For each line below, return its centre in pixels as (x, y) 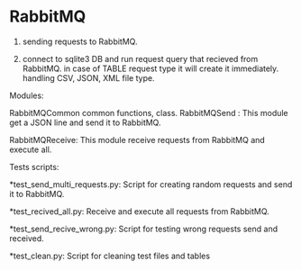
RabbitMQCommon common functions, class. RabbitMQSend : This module (149, 112)
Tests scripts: (34, 166)
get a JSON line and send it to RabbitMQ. (85, 122)
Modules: (27, 95)
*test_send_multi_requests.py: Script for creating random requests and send (151, 184)
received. (27, 238)
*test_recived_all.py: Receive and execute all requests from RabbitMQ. (140, 211)
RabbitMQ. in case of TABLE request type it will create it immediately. (150, 68)
